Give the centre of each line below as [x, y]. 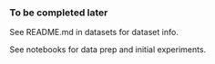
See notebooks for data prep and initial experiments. [108, 50]
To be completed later [59, 13]
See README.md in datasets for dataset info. [94, 32]
